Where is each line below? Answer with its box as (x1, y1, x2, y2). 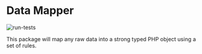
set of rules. (6, 42, 37, 49)
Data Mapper (6, 4, 74, 18)
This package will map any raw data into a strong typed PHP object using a (6, 35, 196, 42)
